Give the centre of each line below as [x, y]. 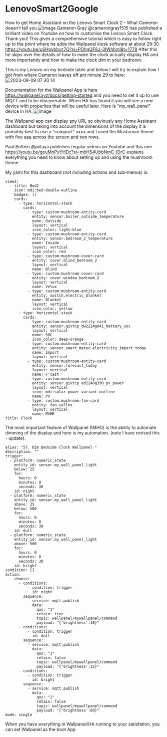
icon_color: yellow [52, 309]
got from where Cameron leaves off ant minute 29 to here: [65, 75]
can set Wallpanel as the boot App [40, 729]
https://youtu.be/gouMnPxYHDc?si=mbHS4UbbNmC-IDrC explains [74, 152]
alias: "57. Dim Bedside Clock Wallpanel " [51, 447]
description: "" [22, 451]
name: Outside [46, 221]
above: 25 [24, 504]
